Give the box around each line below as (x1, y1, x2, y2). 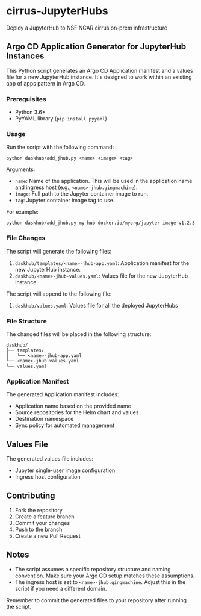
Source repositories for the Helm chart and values (14, 409, 139, 416)
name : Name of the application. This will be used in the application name (14, 178, 193, 185)
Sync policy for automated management (14, 422, 115, 429)
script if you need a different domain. (14, 585, 107, 592)
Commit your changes (14, 519, 70, 526)
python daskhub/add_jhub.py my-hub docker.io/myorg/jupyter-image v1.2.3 (6, 220, 196, 226)
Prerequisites (6, 95, 46, 103)
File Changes (6, 234, 46, 242)
